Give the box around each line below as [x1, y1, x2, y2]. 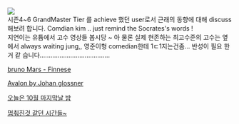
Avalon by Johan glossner [7, 79, 84, 88]
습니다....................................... [22, 51, 111, 60]
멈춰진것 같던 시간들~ [7, 109, 68, 118]
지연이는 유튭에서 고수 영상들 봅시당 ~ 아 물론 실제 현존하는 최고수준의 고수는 [7, 33, 221, 42]
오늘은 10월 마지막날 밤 [7, 93, 71, 103]
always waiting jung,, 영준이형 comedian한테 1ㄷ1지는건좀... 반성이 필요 [20, 42, 223, 51]
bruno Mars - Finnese [7, 65, 71, 74]
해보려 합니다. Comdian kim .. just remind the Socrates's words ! [7, 24, 194, 33]
